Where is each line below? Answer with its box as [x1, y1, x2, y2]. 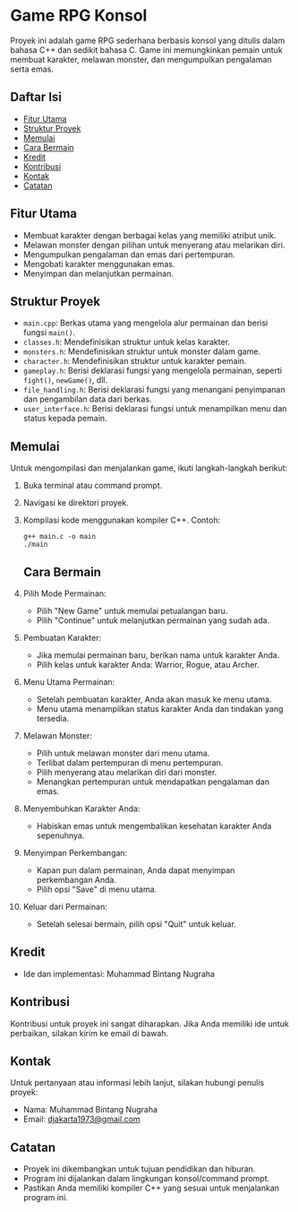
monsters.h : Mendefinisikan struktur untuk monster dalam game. [22, 346, 261, 357]
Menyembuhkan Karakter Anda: [22, 803, 140, 814]
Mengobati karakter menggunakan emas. [22, 258, 175, 269]
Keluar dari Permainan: [22, 902, 108, 912]
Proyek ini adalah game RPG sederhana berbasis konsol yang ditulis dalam [10, 35, 285, 46]
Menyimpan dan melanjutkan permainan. [22, 268, 174, 279]
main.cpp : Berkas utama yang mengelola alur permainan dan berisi [22, 317, 268, 328]
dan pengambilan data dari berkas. [22, 394, 152, 404]
